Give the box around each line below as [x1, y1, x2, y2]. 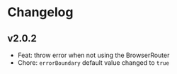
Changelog [7, 4, 74, 20]
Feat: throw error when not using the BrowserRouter [17, 51, 170, 59]
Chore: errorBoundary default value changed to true [17, 58, 170, 67]
